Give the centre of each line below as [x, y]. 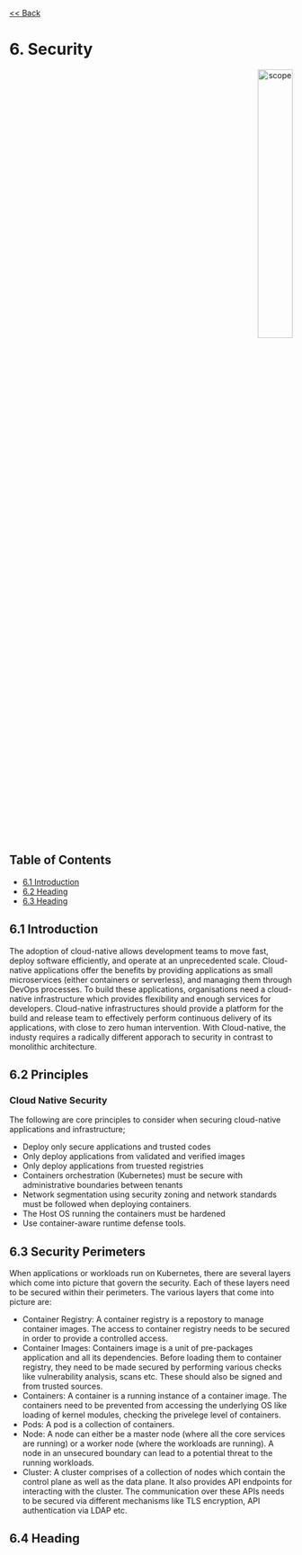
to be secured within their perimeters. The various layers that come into [142, 1292]
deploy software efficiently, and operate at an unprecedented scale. [135, 961]
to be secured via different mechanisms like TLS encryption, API [141, 1501]
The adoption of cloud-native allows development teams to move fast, [139, 951]
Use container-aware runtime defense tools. [104, 1223]
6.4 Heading [45, 1538]
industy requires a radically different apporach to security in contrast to [142, 1037]
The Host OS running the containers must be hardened [124, 1214]
